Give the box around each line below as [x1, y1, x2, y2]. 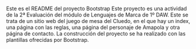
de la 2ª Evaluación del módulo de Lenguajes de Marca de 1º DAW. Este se [6, 11, 189, 18]
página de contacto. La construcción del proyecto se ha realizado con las [6, 30, 186, 37]
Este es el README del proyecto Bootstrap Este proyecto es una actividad [6, 5, 187, 12]
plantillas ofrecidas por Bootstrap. [6, 37, 89, 43]
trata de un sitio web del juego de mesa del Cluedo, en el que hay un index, [6, 18, 191, 24]
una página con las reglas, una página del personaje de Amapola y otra [6, 24, 180, 31]
